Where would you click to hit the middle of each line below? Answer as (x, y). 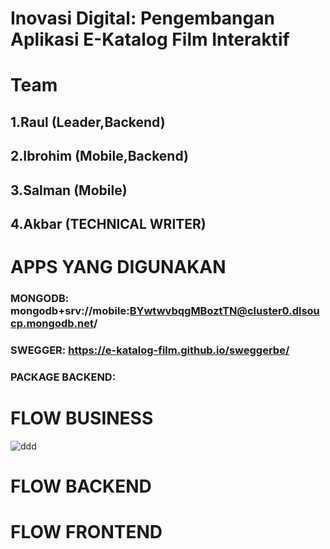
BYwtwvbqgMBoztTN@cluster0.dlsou (224, 311)
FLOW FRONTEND (86, 532)
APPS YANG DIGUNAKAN (118, 267)
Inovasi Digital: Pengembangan (142, 18)
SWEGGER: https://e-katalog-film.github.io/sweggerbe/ (150, 350)
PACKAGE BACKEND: (63, 377)
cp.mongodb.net (52, 324)
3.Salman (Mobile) (69, 190)
